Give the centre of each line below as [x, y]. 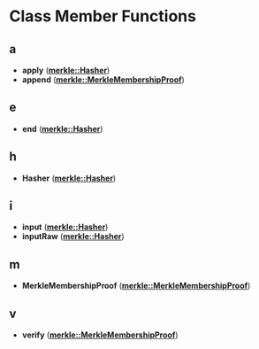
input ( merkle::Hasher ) [65, 227]
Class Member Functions [103, 16]
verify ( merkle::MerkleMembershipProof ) [100, 335]
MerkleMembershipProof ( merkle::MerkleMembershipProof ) [136, 286]
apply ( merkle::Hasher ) [66, 70]
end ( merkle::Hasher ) [62, 128]
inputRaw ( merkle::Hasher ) [73, 237]
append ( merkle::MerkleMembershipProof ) [103, 80]
